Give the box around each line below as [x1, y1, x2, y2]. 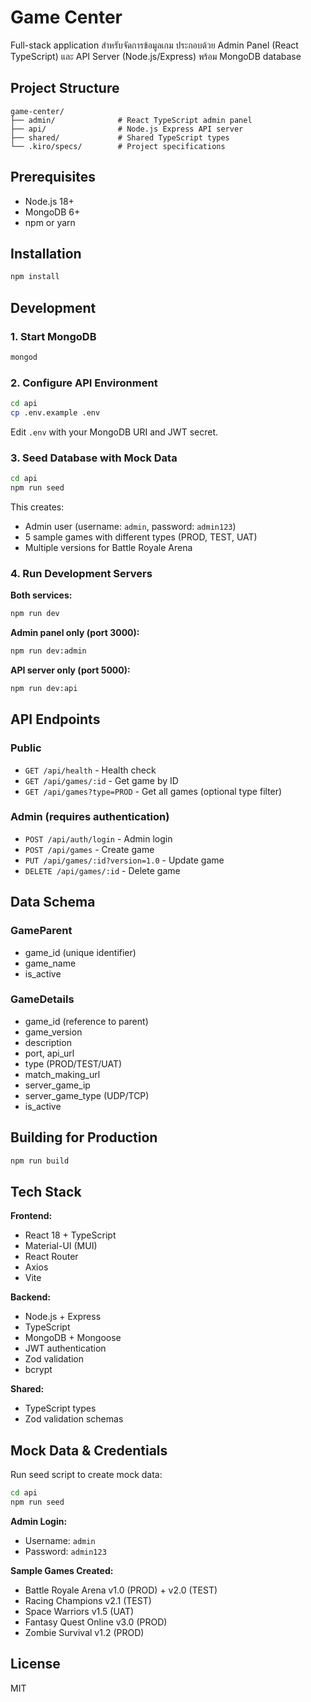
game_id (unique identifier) [24, 946, 137, 958]
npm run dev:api [10, 683, 78, 693]
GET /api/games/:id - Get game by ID [24, 774, 179, 786]
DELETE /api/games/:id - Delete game [24, 864, 181, 876]
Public [10, 741, 42, 755]
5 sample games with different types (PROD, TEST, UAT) [24, 531, 258, 543]
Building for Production [10, 1129, 158, 1146]
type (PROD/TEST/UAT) [24, 1057, 123, 1070]
